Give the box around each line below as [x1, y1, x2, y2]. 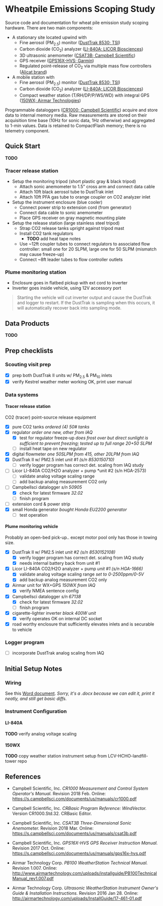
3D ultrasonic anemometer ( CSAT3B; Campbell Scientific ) [19, 52, 136, 58]
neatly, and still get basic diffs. [5, 695, 67, 702]
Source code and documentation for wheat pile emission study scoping [5, 20, 149, 25]
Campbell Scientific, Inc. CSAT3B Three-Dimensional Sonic [12, 820, 132, 826]
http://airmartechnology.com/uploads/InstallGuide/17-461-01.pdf [12, 896, 143, 902]
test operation [19, 512, 48, 518]
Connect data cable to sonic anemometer [19, 210, 103, 216]
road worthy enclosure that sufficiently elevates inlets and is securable [12, 621, 155, 627]
